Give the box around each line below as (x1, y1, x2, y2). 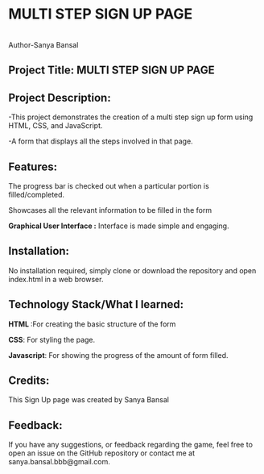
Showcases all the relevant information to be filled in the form (8, 205, 212, 214)
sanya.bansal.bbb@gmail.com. (8, 457, 110, 467)
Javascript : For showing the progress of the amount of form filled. (8, 350, 229, 360)
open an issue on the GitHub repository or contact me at (8, 448, 196, 458)
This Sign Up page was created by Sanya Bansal (8, 395, 169, 405)
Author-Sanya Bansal (8, 39, 79, 49)
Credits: (8, 373, 50, 387)
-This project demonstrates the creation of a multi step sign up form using (8, 112, 254, 122)
